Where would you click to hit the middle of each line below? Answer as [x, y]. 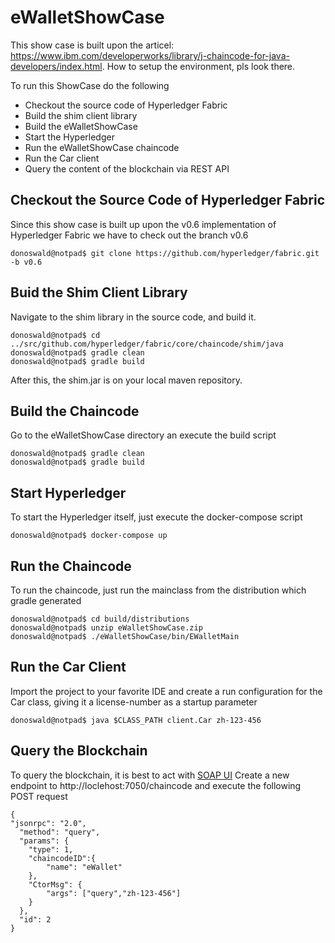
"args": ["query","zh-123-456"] [114, 893]
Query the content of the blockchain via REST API [127, 168]
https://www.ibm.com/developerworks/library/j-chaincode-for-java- [150, 55]
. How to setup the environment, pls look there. [198, 66]
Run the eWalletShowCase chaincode [102, 147]
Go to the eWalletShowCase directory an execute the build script [143, 435]
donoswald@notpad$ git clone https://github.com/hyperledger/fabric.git [165, 253]
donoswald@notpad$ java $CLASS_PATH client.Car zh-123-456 [136, 720]
